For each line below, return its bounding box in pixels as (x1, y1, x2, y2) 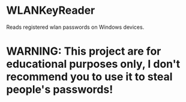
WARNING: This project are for (6, 44, 161, 58)
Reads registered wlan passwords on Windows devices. (6, 23, 145, 31)
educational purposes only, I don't (6, 58, 181, 71)
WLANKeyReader (6, 4, 95, 17)
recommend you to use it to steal (6, 70, 173, 84)
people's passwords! (6, 83, 113, 97)
